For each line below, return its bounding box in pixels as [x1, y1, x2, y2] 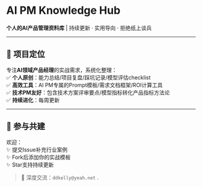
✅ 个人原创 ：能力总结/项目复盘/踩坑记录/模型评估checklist [6, 73, 151, 81]
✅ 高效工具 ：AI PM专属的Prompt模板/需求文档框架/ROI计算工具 [6, 81, 164, 88]
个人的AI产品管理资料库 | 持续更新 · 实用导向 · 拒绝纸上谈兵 [6, 24, 152, 31]
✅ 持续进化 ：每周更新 [6, 96, 60, 103]
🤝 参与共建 [6, 121, 45, 132]
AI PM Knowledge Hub [6, 4, 121, 17]
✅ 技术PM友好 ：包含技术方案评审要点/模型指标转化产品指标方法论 [6, 88, 170, 96]
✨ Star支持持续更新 [6, 161, 54, 168]
